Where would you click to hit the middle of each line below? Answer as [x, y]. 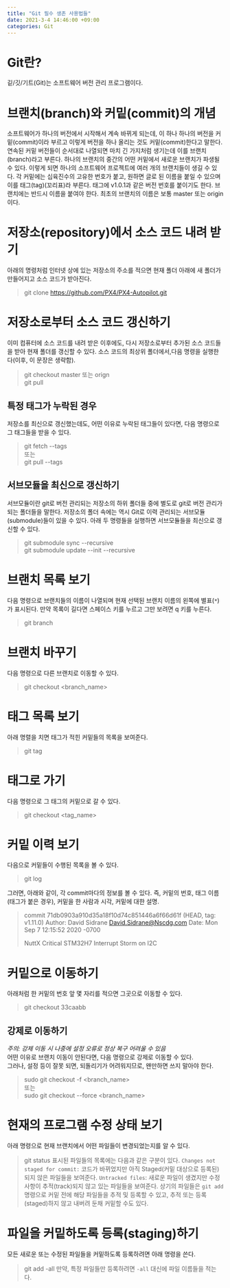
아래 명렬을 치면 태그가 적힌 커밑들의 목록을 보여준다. [78, 737]
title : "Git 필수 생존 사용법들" [49, 13]
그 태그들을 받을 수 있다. [39, 432]
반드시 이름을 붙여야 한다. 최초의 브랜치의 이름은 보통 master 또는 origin [127, 194]
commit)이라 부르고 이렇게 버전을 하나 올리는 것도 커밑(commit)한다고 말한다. [119, 142]
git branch [38, 623]
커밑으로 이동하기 [53, 973]
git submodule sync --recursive [69, 543]
